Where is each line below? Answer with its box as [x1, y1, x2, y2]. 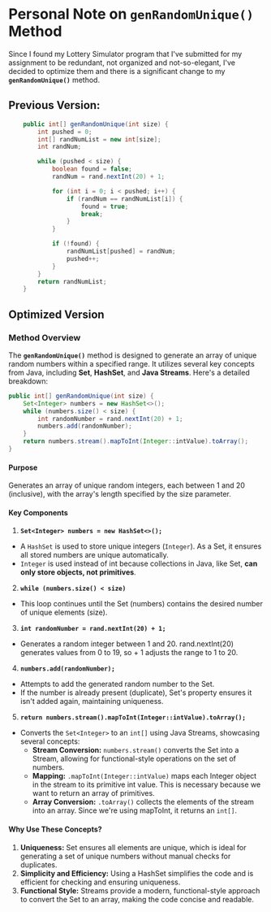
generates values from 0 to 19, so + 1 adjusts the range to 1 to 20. [19, 648, 239, 658]
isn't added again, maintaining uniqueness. [19, 697, 164, 706]
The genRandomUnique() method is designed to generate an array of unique [8, 350, 257, 360]
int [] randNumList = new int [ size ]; [37, 135, 161, 143]
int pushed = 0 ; [37, 128, 92, 136]
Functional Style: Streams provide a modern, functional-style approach [19, 885, 260, 895]
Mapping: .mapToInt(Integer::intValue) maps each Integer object [32, 771, 257, 781]
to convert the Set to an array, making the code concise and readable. [19, 894, 254, 904]
